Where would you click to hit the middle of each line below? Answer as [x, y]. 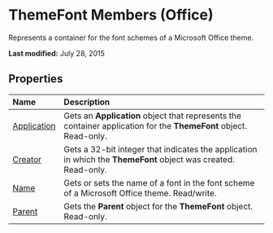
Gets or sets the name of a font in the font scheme [159, 182]
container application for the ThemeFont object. [156, 125]
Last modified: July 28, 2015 [57, 53]
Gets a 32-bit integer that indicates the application [160, 149]
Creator [27, 159]
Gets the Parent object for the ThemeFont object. [158, 206]
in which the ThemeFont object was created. [149, 159]
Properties [36, 79]
